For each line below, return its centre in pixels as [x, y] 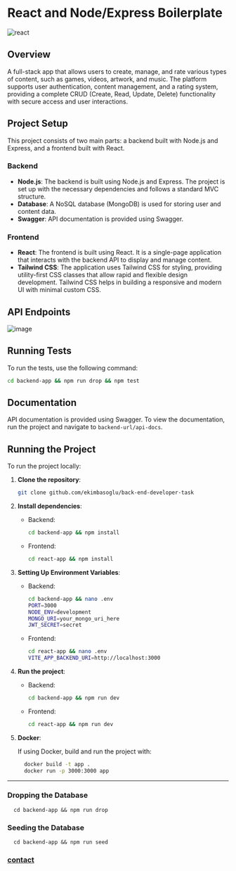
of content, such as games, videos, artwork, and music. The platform [107, 79]
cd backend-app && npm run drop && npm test [73, 381]
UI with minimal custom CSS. [59, 290]
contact [21, 860]
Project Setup [38, 123]
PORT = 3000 [42, 605]
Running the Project [52, 449]
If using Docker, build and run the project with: [85, 751]
